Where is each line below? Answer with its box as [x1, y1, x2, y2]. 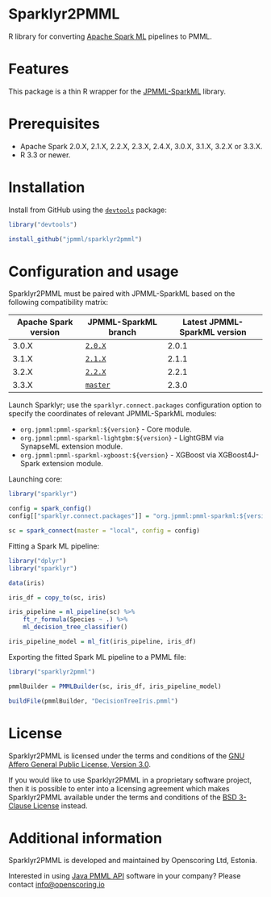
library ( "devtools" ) [8, 220, 78, 228]
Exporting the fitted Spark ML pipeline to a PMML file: [8, 652, 187, 661]
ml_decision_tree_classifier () [23, 623, 128, 632]
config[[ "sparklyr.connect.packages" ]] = [8, 512, 150, 520]
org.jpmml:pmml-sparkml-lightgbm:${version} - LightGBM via [19, 433, 224, 443]
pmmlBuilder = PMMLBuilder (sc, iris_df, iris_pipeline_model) [8, 682, 222, 690]
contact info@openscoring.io [8, 880, 105, 890]
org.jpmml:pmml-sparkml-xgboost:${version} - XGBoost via [19, 450, 217, 460]
